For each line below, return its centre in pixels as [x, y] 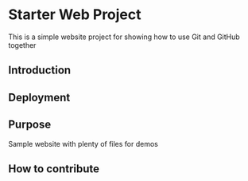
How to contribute [54, 169]
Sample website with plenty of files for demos [83, 144]
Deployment [39, 97]
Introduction [40, 71]
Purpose [30, 125]
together [22, 45]
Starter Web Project [75, 15]
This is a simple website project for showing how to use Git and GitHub [124, 37]
